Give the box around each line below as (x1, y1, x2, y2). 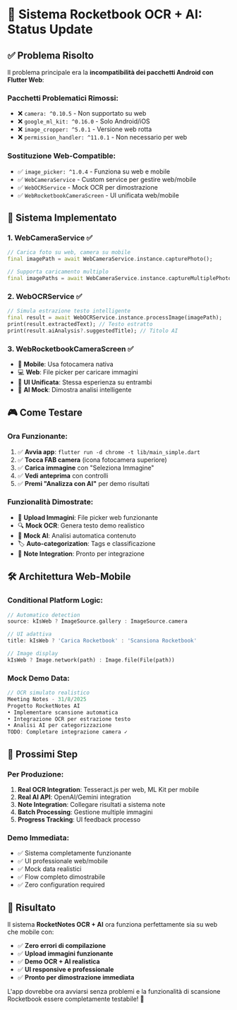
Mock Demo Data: (7, 673, 71, 683)
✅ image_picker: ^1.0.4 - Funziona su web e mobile (17, 167, 171, 176)
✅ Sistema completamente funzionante (17, 849, 132, 858)
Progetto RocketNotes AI (7, 702, 80, 710)
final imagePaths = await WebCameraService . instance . (7, 274, 169, 281)
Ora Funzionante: (7, 432, 68, 442)
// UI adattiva (7, 631, 52, 638)
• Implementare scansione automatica (7, 709, 119, 716)
